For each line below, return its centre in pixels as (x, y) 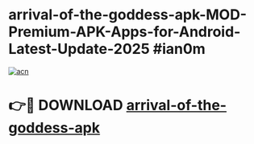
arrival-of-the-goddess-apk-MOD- (128, 15)
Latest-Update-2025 (79, 49)
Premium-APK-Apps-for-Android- (125, 32)
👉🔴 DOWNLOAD (66, 105)
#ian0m (179, 49)
